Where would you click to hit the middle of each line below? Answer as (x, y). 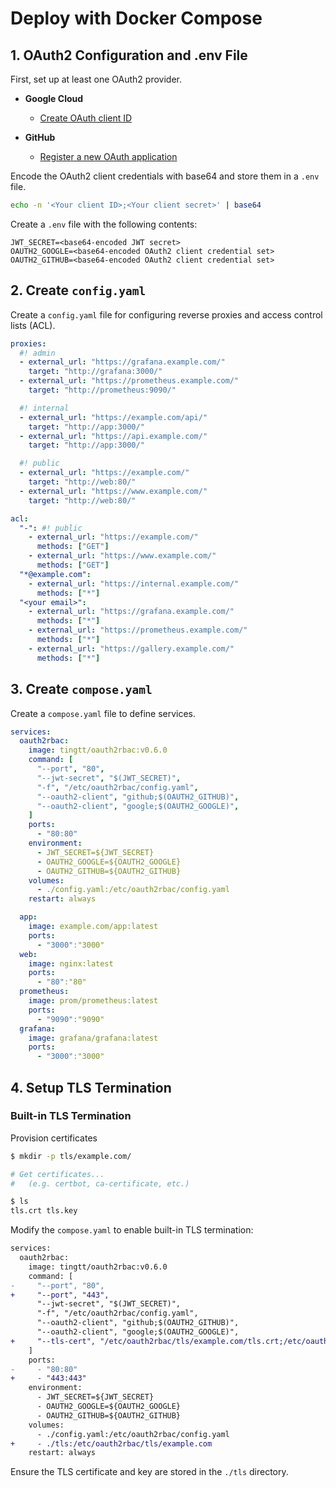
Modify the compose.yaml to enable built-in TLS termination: (132, 1230)
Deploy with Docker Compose (136, 18)
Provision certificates (54, 1138)
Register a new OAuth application (108, 156)
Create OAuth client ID (86, 118)
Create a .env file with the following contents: (104, 224)
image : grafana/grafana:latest (93, 1038)
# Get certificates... (57, 1174)
